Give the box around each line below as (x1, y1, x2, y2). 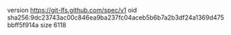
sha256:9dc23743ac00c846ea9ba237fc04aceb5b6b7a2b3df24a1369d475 (7, 13, 225, 22)
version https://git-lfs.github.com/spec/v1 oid (7, 6, 137, 14)
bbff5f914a (7, 21, 39, 29)
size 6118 (40, 21, 66, 29)
